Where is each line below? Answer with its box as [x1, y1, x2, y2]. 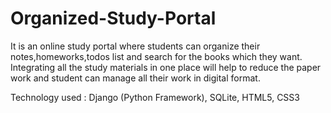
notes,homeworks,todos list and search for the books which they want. [10, 50, 303, 62]
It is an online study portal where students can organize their [10, 40, 261, 52]
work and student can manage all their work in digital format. [10, 72, 261, 84]
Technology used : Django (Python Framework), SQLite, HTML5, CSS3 [10, 91, 300, 103]
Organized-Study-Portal [10, 7, 217, 30]
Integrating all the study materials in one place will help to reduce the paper [10, 61, 322, 73]
